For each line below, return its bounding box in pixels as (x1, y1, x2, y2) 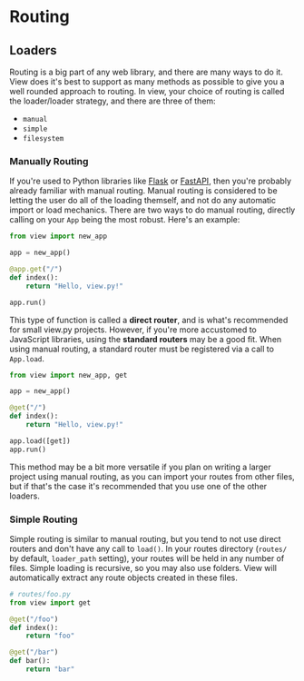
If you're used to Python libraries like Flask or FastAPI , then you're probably (9, 175, 292, 187)
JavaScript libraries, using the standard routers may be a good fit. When (9, 333, 282, 344)
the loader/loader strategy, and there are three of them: (9, 95, 216, 106)
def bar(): (9, 656, 51, 666)
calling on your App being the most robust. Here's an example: (9, 214, 240, 225)
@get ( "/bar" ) (9, 647, 59, 657)
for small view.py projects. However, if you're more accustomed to (9, 324, 257, 335)
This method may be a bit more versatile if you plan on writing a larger (9, 461, 271, 472)
